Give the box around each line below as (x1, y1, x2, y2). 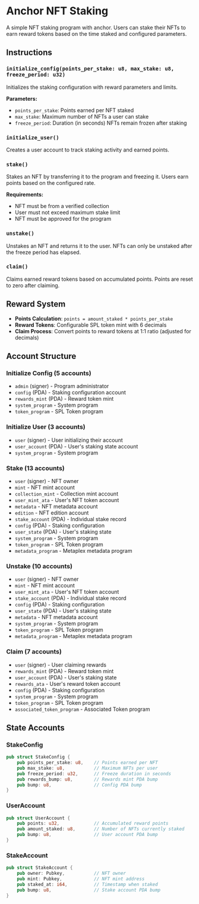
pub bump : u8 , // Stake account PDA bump (17, 887, 161, 893)
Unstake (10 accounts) (6, 562, 73, 570)
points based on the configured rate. (6, 179, 96, 187)
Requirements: (6, 191, 43, 198)
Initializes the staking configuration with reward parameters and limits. (6, 83, 178, 91)
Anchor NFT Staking (6, 4, 109, 18)
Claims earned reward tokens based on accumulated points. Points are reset (6, 275, 193, 283)
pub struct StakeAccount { (6, 865, 73, 871)
